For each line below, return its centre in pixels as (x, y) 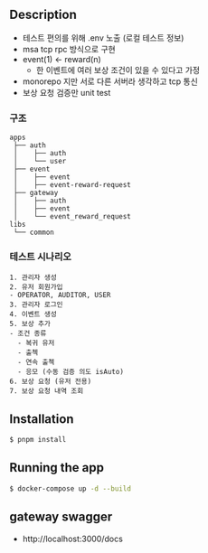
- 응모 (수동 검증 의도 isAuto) (71, 372)
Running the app (57, 468)
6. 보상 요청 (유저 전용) (51, 382)
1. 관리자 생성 (33, 278)
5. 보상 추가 (30, 324)
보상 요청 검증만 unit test (66, 92)
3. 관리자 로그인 (36, 305)
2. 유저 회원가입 (36, 287)
